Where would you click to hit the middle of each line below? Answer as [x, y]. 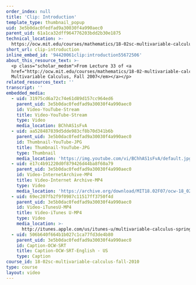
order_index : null [28, 11]
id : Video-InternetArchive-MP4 [55, 175]
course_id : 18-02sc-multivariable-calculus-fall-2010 [73, 262]
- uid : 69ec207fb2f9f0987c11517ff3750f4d [62, 197]
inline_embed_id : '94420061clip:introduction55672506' [74, 55]
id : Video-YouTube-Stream [48, 109]
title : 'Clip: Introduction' [41, 17]
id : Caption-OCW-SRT [41, 245]
